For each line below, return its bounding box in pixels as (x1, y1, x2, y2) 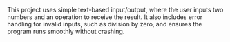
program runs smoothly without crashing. (7, 27, 125, 35)
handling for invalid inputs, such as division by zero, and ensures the (7, 20, 202, 28)
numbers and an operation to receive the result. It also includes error (7, 13, 203, 21)
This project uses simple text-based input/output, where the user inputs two (7, 6, 224, 14)
